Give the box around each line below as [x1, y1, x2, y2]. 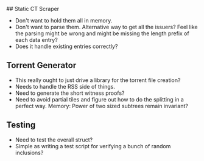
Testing [6, 120, 36, 130]
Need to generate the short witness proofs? [15, 89, 125, 97]
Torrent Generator [6, 60, 77, 70]
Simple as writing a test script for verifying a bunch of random [15, 142, 171, 149]
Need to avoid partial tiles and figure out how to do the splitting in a [15, 95, 184, 103]
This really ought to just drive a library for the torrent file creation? [15, 76, 181, 84]
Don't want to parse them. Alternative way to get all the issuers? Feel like [15, 24, 198, 30]
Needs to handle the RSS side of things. [15, 83, 116, 90]
